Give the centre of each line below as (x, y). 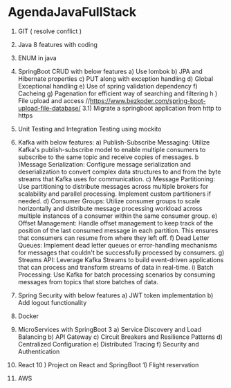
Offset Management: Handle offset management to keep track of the (115, 223)
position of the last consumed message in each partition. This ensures (118, 230)
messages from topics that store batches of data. (88, 281)
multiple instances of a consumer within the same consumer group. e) (118, 216)
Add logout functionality (52, 302)
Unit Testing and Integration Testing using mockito (90, 129)
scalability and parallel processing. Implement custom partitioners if (114, 194)
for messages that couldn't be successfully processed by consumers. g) (121, 252)
